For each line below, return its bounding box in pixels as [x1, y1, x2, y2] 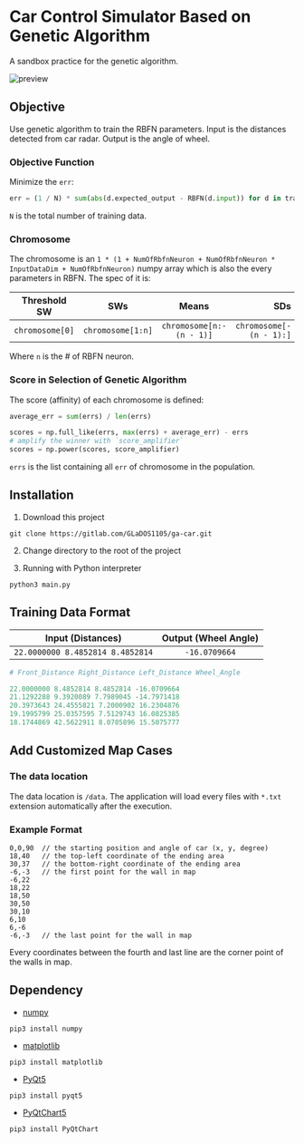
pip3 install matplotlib [9, 1058, 103, 1067]
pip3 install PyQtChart [9, 1124, 100, 1134]
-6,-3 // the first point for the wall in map [9, 867, 196, 877]
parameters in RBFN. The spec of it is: [9, 273, 151, 284]
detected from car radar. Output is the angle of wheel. [9, 133, 211, 144]
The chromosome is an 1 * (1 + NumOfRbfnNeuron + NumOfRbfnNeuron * [9, 254, 276, 265]
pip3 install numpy [9, 1024, 83, 1033]
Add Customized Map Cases [9, 743, 174, 759]
